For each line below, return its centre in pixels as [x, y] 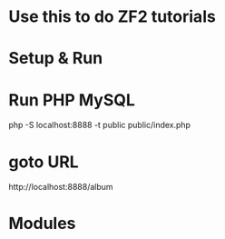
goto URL [44, 162]
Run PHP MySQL [72, 100]
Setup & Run [56, 59]
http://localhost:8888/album [61, 187]
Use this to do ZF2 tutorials [112, 17]
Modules [42, 224]
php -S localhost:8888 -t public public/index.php [100, 125]
